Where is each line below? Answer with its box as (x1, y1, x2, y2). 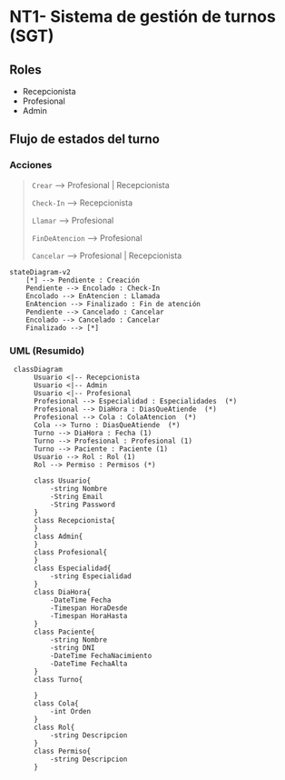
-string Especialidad (49, 571, 132, 581)
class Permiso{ (33, 746, 92, 755)
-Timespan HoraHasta (49, 611, 128, 620)
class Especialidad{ (33, 564, 112, 573)
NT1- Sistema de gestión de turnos (9, 6, 277, 27)
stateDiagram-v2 (9, 267, 71, 276)
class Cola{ (33, 698, 79, 708)
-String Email (49, 492, 103, 501)
